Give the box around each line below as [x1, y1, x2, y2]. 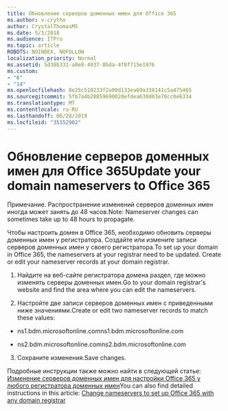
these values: [16, 314, 56, 322]
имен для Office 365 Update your [7, 163, 201, 179]
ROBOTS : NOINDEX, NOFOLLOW [7, 49, 84, 56]
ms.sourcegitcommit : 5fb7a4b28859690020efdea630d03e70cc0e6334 [7, 94, 192, 101]
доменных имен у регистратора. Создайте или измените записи [7, 235, 197, 244]
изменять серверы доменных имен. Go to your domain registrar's [16, 278, 206, 286]
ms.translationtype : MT [7, 100, 76, 107]
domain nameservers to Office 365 [7, 178, 211, 193]
